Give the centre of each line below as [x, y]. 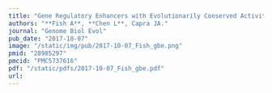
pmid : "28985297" [38, 53]
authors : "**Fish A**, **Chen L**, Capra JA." [88, 23]
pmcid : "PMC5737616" [43, 61]
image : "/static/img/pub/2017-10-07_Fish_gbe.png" [96, 46]
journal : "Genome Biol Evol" [57, 31]
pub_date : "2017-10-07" [49, 38]
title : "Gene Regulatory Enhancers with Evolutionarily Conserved [123, 16]
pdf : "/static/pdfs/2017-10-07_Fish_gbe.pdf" [86, 69]
